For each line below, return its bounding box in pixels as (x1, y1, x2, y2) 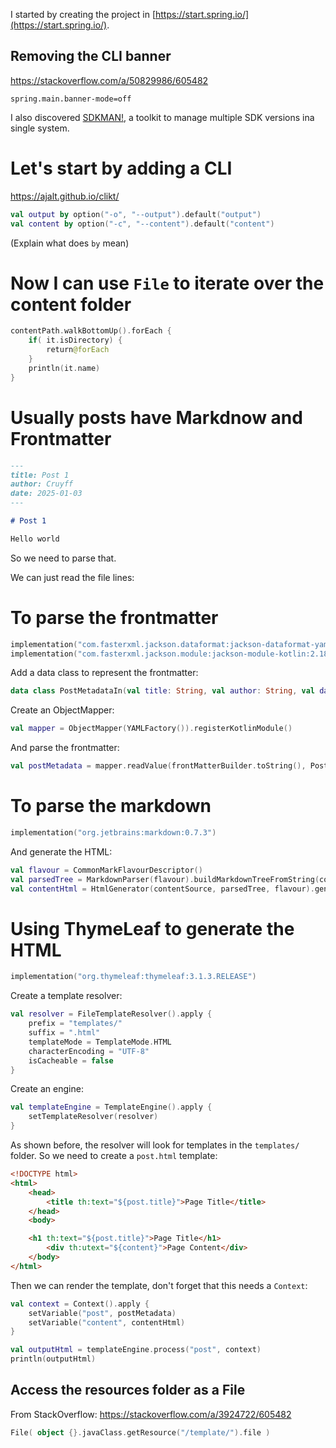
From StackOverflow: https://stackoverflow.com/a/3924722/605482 (10, 1408, 292, 1420)
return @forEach (46, 345, 110, 355)
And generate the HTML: (10, 845, 113, 858)
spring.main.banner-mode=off (10, 94, 132, 104)
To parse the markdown (10, 795, 212, 818)
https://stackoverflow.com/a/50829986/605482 (10, 74, 209, 86)
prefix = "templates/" (28, 1019, 123, 1029)
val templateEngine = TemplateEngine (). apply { (10, 1102, 213, 1113)
